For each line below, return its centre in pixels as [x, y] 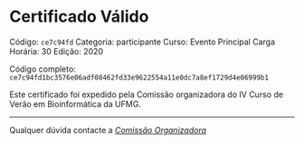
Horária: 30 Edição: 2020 [57, 51]
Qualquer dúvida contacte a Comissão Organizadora [108, 130]
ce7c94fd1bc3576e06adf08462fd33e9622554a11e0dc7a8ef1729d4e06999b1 [139, 77]
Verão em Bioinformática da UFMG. [76, 104]
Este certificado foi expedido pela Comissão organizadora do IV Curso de [146, 94]
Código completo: [43, 69]
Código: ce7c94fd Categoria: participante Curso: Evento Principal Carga [142, 42]
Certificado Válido [79, 17]
